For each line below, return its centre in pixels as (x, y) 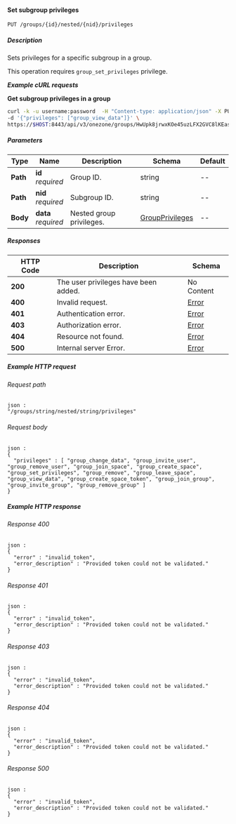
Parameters (25, 140)
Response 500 (28, 769)
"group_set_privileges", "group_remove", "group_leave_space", (102, 473)
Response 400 (28, 524)
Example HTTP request (42, 367)
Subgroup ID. (92, 197)
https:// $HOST (28, 124)
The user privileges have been (106, 282)
